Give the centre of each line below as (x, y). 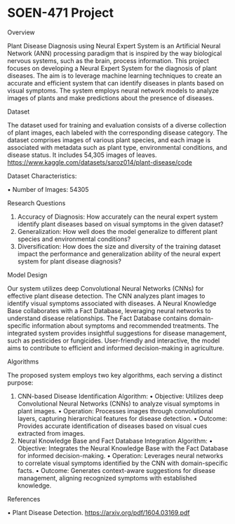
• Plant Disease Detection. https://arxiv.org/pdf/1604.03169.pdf (99, 512)
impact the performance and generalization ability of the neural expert (119, 254)
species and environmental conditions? (74, 239)
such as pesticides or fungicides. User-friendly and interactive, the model (114, 340)
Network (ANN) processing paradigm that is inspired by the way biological (115, 53)
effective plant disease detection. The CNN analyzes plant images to (106, 296)
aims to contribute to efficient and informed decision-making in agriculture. (116, 347)
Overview (21, 32)
